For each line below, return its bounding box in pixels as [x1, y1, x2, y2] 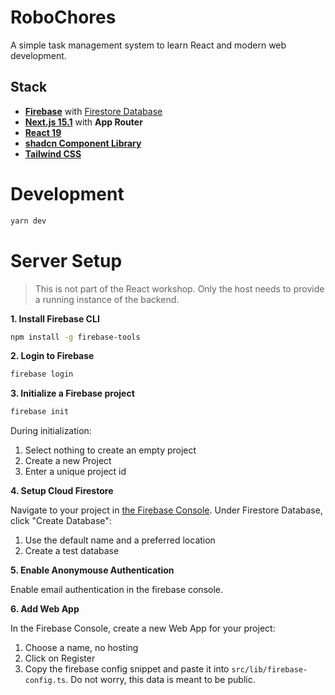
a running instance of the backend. [34, 293, 180, 305]
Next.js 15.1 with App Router [24, 116, 143, 128]
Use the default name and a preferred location [24, 534, 216, 546]
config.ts [24, 676, 67, 686]
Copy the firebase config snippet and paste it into [24, 663, 230, 675]
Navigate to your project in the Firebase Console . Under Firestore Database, [10, 504, 323, 516]
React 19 [24, 126, 62, 138]
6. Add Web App [10, 603, 80, 615]
